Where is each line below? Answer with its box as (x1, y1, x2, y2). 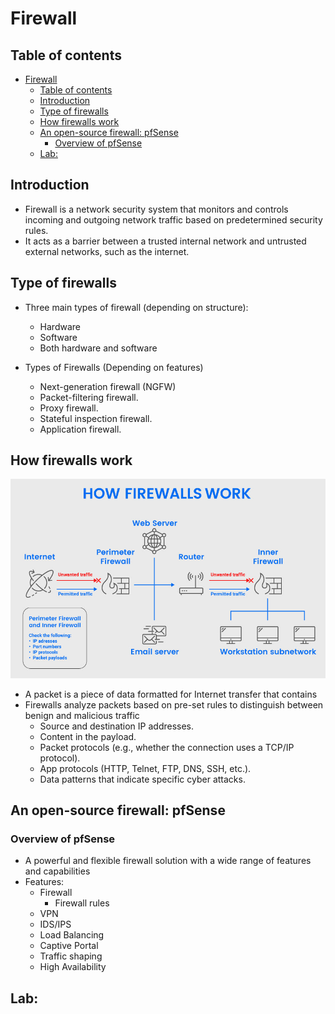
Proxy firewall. (39, 402, 99, 414)
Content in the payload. (39, 730, 137, 742)
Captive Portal (39, 940, 99, 952)
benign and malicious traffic (24, 709, 140, 721)
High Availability (39, 961, 107, 973)
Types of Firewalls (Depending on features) (24, 361, 204, 373)
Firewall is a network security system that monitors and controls (24, 203, 289, 215)
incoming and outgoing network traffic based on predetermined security (24, 213, 323, 226)
